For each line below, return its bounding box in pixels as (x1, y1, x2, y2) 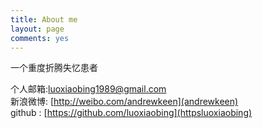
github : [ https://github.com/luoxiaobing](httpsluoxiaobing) (10, 107, 253, 119)
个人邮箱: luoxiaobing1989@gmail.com (10, 83, 167, 95)
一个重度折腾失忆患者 (10, 62, 98, 74)
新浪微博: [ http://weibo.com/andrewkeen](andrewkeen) (10, 96, 239, 108)
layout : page (10, 24, 65, 34)
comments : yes (10, 33, 70, 43)
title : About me (10, 14, 78, 25)
